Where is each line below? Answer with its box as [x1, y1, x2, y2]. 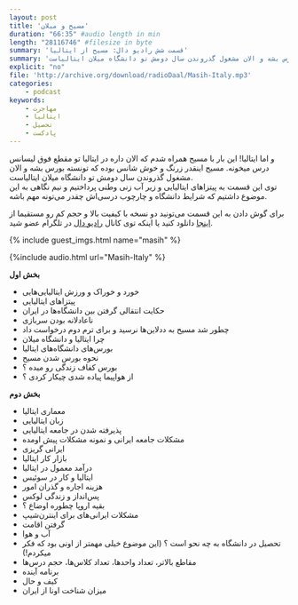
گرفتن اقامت [21, 519, 65, 529]
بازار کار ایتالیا [21, 452, 67, 463]
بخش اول [9, 268, 40, 280]
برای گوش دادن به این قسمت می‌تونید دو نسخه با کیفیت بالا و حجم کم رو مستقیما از [9, 208, 285, 219]
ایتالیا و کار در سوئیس [21, 472, 93, 482]
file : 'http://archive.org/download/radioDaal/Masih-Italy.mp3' [9, 71, 252, 80]
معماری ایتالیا [21, 405, 67, 416]
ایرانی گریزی [21, 443, 65, 454]
